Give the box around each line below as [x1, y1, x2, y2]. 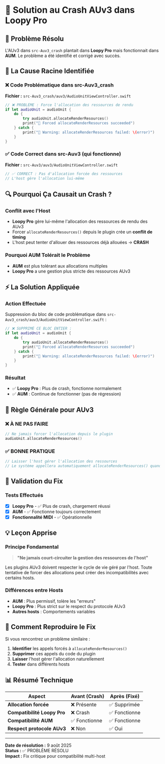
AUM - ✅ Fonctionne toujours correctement [12, 509, 101, 515]
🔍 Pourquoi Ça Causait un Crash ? [5, 190, 112, 198]
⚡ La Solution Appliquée [5, 283, 80, 291]
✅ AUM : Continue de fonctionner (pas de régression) [12, 391, 121, 397]
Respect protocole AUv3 [7, 725, 66, 732]
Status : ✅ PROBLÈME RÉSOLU [5, 748, 69, 754]
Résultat [5, 374, 26, 381]
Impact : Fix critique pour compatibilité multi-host [5, 753, 106, 759]
